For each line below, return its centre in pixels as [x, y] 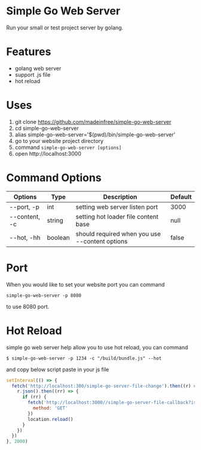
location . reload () [51, 419]
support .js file [33, 75]
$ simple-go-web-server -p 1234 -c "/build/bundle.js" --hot [84, 358]
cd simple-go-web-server [47, 128]
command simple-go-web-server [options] [68, 147]
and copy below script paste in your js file [58, 369]
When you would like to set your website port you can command [86, 284]
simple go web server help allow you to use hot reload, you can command [97, 347]
